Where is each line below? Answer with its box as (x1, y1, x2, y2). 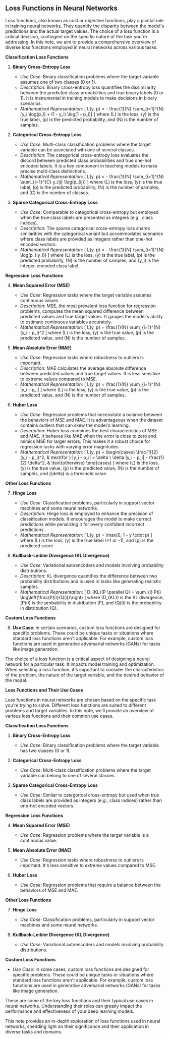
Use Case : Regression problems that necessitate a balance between (20, 411, 162, 418)
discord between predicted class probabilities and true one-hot (20, 157, 152, 163)
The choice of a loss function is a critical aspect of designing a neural (5, 656, 150, 662)
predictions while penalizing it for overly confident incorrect (20, 521, 145, 527)
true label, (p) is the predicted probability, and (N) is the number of (20, 116, 159, 123)
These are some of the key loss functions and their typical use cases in (5, 997, 153, 1003)
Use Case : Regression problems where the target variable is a (20, 832, 149, 838)
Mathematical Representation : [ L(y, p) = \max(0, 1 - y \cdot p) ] (20, 532, 152, 538)
